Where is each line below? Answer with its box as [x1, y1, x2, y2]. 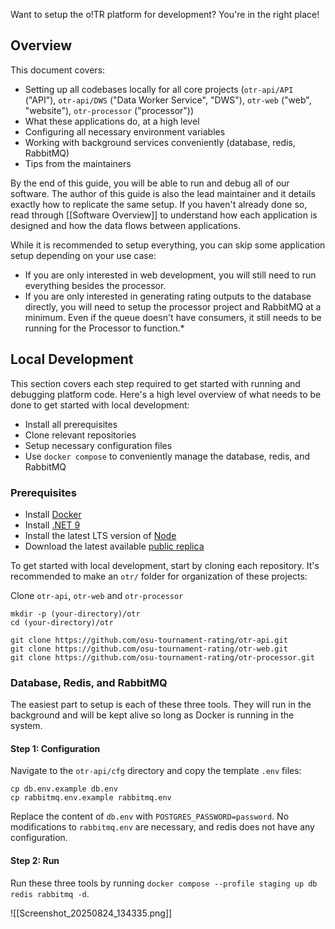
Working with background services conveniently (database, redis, [24, 136, 296, 148]
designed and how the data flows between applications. [10, 219, 241, 231]
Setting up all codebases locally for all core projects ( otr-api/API [24, 83, 294, 95]
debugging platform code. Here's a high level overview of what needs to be [10, 388, 322, 400]
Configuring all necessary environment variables [24, 125, 226, 138]
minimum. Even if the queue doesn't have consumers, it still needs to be [24, 311, 322, 323]
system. [10, 720, 43, 732]
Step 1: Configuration [10, 742, 101, 754]
